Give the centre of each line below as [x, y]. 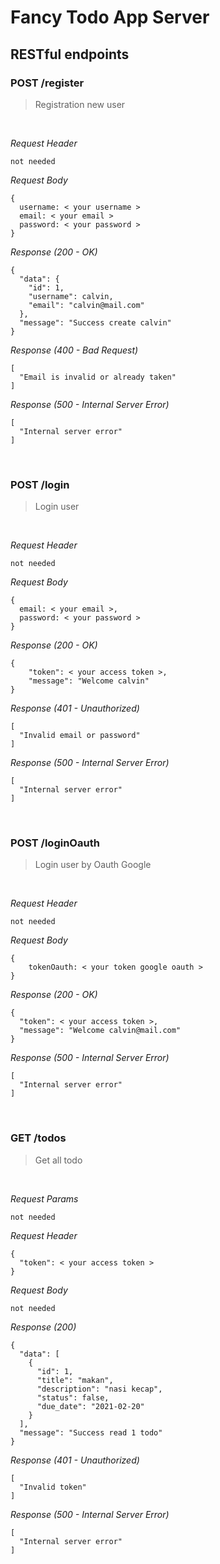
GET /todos [38, 1138]
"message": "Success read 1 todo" [91, 1432]
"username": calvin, [71, 296]
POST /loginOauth [55, 843]
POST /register [47, 83]
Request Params [44, 1198]
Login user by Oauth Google [93, 865]
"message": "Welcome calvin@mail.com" [100, 1031]
